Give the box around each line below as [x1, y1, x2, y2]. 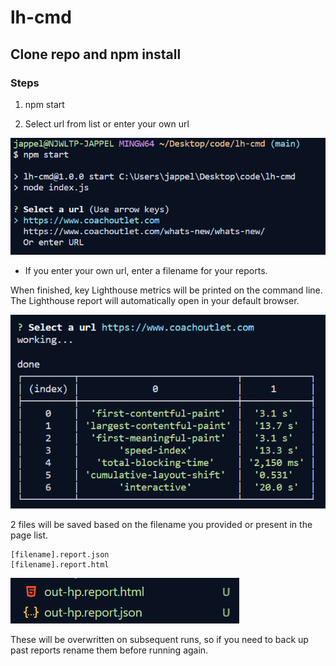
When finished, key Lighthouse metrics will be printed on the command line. [10, 284, 323, 296]
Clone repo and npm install [10, 46, 182, 63]
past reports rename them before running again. [10, 644, 209, 656]
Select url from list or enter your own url [24, 117, 190, 130]
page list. [10, 529, 49, 541]
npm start [24, 98, 65, 110]
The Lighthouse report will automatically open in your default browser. [10, 295, 300, 307]
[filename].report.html [10, 560, 110, 570]
